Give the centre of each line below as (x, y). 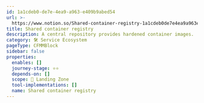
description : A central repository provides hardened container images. (100, 35)
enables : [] (27, 62)
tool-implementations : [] (45, 85)
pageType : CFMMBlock (32, 46)
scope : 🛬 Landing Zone (40, 79)
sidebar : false (25, 51)
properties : (21, 57)
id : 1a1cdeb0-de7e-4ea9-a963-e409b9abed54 (61, 12)
